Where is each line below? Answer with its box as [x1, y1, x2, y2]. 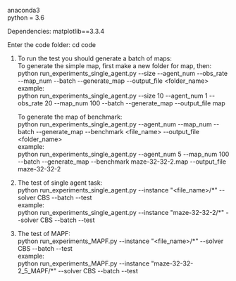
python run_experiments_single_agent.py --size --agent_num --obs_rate [17, 70, 228, 77]
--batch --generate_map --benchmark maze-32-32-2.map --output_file [17, 157, 227, 166]
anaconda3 [7, 6, 40, 14]
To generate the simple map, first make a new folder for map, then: [17, 62, 212, 70]
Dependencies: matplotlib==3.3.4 [7, 27, 105, 35]
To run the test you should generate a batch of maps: [17, 54, 173, 63]
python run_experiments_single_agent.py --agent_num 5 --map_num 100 [17, 150, 230, 158]
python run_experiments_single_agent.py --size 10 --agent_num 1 [17, 91, 208, 100]
